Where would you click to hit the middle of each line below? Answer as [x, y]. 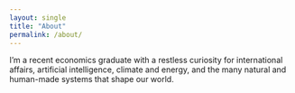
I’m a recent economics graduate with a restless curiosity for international [146, 60]
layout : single [38, 18]
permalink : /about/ [46, 34]
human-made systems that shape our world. [92, 79]
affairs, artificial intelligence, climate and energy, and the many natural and [148, 70]
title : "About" [38, 26]
